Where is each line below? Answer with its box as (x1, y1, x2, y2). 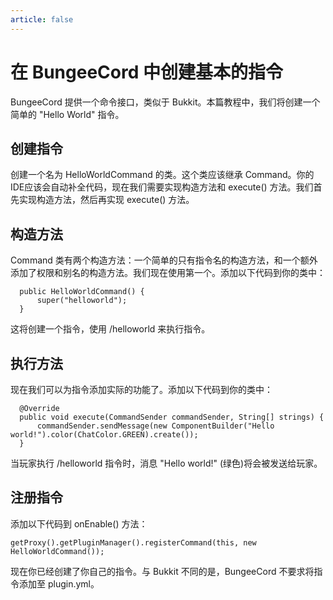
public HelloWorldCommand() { (19, 287, 145, 297)
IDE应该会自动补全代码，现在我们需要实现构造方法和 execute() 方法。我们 (10, 181, 314, 193)
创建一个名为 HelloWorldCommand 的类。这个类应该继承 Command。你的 (10, 169, 315, 181)
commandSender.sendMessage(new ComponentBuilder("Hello (36, 421, 275, 431)
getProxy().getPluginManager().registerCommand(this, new (10, 537, 257, 548)
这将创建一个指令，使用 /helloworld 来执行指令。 (10, 323, 211, 335)
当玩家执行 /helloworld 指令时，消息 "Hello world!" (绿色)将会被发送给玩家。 (10, 457, 323, 469)
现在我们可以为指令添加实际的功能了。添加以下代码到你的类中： (10, 384, 273, 395)
